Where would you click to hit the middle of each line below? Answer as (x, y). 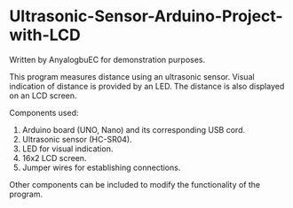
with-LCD (45, 35)
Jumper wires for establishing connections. (101, 167)
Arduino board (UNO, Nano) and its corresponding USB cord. (134, 129)
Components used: (44, 112)
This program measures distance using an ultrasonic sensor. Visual (132, 76)
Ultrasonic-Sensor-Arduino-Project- (146, 16)
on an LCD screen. (43, 96)
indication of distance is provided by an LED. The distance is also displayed (147, 86)
